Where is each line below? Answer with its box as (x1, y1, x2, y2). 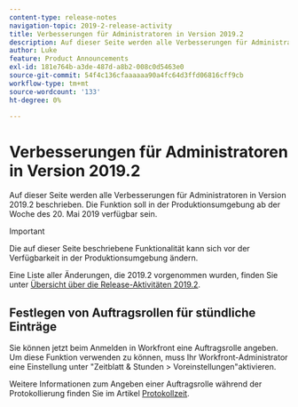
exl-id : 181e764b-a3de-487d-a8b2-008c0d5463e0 (9, 63, 184, 72)
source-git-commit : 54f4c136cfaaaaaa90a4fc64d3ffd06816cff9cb (9, 71, 244, 80)
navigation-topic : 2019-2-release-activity (9, 21, 173, 30)
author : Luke (9, 46, 58, 55)
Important (9, 226, 45, 236)
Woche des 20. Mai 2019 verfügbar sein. (9, 209, 158, 219)
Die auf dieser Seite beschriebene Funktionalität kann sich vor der (9, 243, 250, 254)
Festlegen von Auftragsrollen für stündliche (9, 305, 256, 320)
